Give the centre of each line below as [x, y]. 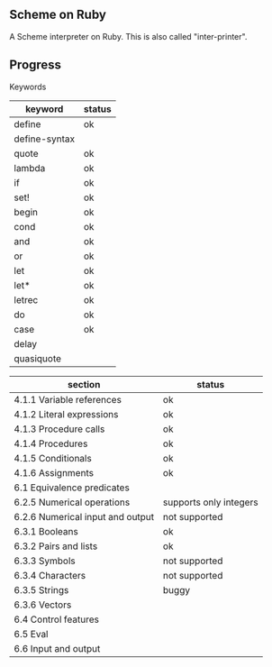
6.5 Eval [31, 634]
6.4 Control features [56, 619]
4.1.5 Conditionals [53, 458]
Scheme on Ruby [58, 15]
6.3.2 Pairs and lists [56, 546]
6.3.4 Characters [50, 575]
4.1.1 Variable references [68, 399]
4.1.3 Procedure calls [59, 429]
